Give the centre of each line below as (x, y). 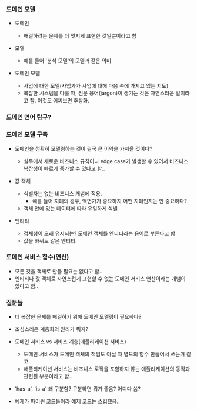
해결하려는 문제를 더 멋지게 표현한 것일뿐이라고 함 (80, 36)
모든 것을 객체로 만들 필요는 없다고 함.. (59, 271)
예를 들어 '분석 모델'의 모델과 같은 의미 (67, 61)
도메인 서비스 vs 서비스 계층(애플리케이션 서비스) (70, 342)
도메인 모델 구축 (27, 135)
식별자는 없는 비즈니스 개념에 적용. (63, 193)
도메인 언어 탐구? (29, 117)
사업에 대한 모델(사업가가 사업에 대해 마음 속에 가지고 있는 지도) (96, 86)
